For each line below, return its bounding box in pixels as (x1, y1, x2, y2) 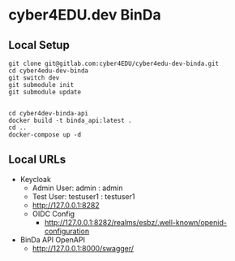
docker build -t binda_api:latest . (8, 116, 132, 124)
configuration (44, 226, 90, 236)
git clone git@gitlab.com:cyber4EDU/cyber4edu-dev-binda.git (8, 59, 220, 67)
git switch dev (8, 74, 60, 82)
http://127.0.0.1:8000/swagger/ (32, 243, 135, 253)
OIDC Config (32, 209, 75, 219)
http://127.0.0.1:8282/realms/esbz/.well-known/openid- (44, 217, 227, 227)
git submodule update (8, 88, 82, 96)
